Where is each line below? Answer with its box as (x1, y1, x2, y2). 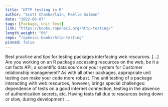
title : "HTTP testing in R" (5, 7, 64, 12)
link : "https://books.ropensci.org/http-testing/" (5, 26, 113, 31)
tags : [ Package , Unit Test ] (5, 21, 64, 26)
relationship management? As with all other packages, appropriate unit (5, 69, 151, 75)
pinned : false (5, 40, 35, 45)
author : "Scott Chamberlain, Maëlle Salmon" (5, 12, 100, 17)
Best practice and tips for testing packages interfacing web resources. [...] (5, 53, 159, 59)
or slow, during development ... (5, 96, 69, 102)
